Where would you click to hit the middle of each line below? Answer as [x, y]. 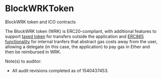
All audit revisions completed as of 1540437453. [60, 70]
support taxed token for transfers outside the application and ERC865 [74, 36]
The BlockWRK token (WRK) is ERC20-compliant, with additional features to [81, 31]
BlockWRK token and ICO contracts [40, 22]
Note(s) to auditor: [24, 61]
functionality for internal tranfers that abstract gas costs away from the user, [81, 41]
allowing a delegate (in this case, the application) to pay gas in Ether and [78, 47]
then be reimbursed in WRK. [33, 52]
